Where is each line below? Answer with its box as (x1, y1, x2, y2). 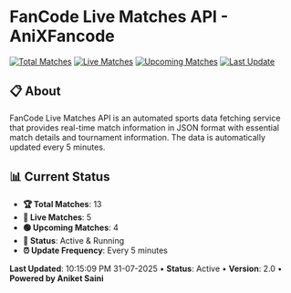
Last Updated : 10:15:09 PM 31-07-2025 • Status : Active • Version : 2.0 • (9, 263, 283, 274)
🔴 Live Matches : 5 (22, 212, 92, 223)
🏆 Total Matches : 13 (22, 198, 102, 209)
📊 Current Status (9, 169, 110, 184)
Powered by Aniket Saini (9, 272, 104, 284)
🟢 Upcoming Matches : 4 (22, 222, 119, 233)
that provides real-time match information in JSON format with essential (9, 121, 280, 133)
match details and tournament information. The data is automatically (9, 131, 266, 142)
